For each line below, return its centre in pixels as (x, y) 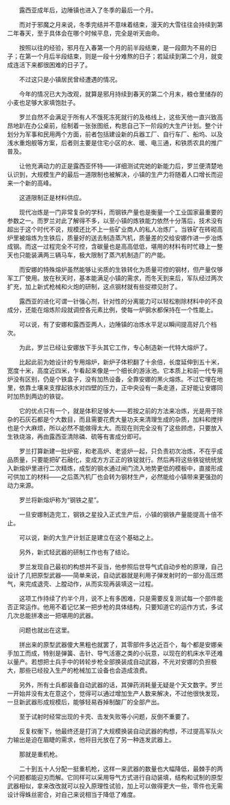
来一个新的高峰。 (31, 183)
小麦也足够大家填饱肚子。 (43, 102)
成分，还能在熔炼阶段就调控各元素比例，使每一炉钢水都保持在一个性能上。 (112, 310)
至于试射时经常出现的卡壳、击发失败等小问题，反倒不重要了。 (106, 717)
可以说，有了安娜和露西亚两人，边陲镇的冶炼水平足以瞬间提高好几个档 (118, 324)
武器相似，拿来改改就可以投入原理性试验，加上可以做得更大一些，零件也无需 (115, 786)
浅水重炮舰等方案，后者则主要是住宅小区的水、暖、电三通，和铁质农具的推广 (115, 143)
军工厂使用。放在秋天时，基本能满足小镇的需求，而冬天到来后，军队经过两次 (115, 278)
